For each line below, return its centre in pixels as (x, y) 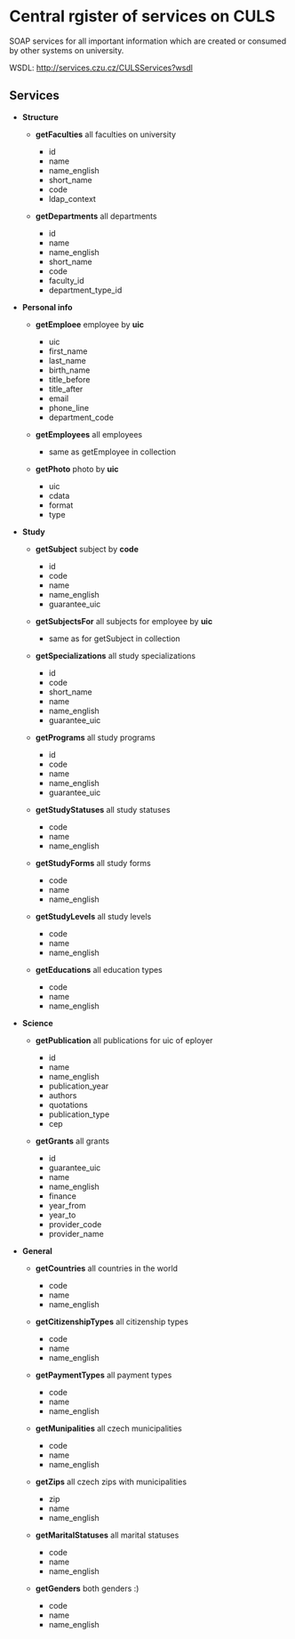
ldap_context (72, 198)
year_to (62, 1215)
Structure (40, 116)
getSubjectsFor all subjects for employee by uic (124, 621)
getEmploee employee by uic (90, 324)
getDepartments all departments (96, 216)
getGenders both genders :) (87, 1588)
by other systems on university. (67, 50)
